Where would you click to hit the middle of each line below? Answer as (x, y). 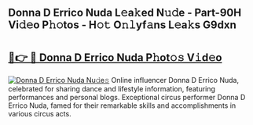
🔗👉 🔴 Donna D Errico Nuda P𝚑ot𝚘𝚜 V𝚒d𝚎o (115, 57)
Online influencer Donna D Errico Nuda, (175, 80)
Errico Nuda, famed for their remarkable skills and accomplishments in (122, 105)
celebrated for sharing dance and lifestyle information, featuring (112, 89)
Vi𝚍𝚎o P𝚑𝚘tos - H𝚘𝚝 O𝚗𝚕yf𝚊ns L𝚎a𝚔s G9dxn (123, 25)
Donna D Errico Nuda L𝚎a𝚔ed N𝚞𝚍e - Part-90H (125, 13)
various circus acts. (40, 114)
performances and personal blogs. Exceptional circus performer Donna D (127, 97)
